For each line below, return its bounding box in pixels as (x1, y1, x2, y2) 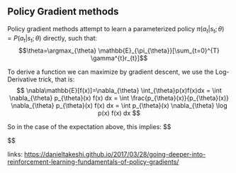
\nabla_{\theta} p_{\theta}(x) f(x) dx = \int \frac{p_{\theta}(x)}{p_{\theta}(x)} (9, 94, 229, 102)
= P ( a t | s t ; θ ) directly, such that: (7, 33, 98, 44)
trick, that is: (38, 75, 75, 84)
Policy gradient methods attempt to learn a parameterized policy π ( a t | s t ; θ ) (7, 24, 225, 35)
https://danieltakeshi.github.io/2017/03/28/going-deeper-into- (24, 150, 206, 159)
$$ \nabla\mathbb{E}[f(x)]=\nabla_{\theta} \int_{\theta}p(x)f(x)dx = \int (16, 86, 222, 95)
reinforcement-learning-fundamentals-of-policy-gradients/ (7, 157, 179, 166)
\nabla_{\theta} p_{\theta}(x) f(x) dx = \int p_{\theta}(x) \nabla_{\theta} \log (10, 101, 228, 110)
